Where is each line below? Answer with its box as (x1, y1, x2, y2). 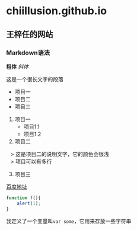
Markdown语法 (6, 49, 50, 57)
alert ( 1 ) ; (17, 200, 42, 206)
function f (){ (6, 194, 42, 201)
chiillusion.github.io (6, 4, 107, 18)
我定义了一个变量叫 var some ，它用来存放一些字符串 (6, 218, 132, 225)
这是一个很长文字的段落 (6, 75, 63, 82)
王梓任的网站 (6, 29, 53, 39)
